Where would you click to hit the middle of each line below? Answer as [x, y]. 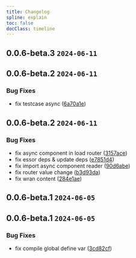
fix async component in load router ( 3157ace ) [71, 153]
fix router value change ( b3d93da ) [57, 172]
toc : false [20, 23]
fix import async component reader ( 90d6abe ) [73, 166]
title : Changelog [28, 12]
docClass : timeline [31, 29]
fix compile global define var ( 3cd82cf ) [63, 248]
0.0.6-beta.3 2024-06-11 [52, 53]
